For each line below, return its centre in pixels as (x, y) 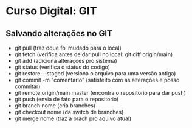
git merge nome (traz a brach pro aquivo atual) (73, 118)
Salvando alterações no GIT (59, 34)
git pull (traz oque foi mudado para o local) (68, 48)
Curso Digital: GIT (51, 11)
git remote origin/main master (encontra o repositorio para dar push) (100, 93)
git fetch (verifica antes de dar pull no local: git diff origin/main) (94, 54)
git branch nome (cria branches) (55, 106)
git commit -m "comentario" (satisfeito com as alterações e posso (97, 80)
